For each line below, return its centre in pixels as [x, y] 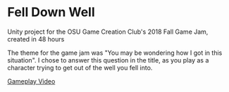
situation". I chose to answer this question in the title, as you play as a [108, 60]
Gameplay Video [31, 81]
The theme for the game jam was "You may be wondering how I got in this [115, 53]
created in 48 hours [36, 39]
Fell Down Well [51, 12]
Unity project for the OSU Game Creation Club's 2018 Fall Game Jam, [108, 32]
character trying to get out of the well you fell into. [80, 67]
